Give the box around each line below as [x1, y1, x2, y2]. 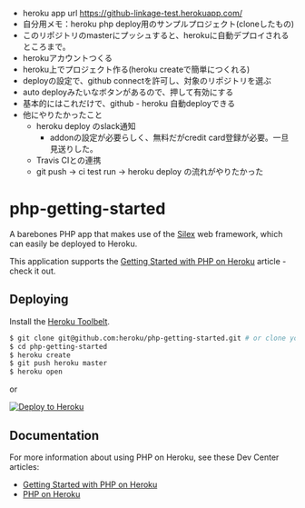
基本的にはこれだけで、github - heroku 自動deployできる [22, 98, 236, 108]
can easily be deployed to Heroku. [9, 238, 138, 249]
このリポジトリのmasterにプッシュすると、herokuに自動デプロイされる [22, 30, 290, 40]
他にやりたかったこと [22, 109, 103, 120]
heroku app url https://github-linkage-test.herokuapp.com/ [22, 8, 243, 18]
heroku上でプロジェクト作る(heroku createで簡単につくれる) [22, 64, 251, 75]
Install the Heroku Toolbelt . [9, 315, 111, 326]
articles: [9, 461, 40, 472]
